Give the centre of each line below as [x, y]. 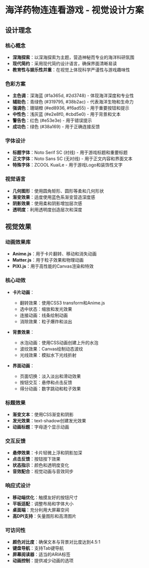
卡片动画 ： [23, 292]
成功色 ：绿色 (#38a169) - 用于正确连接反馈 [56, 127]
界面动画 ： [23, 366]
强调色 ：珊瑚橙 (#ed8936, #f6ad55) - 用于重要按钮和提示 [71, 108]
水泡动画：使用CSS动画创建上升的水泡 [59, 342]
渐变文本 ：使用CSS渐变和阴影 [43, 415]
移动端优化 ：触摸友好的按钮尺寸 [45, 497]
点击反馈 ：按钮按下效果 [36, 459]
